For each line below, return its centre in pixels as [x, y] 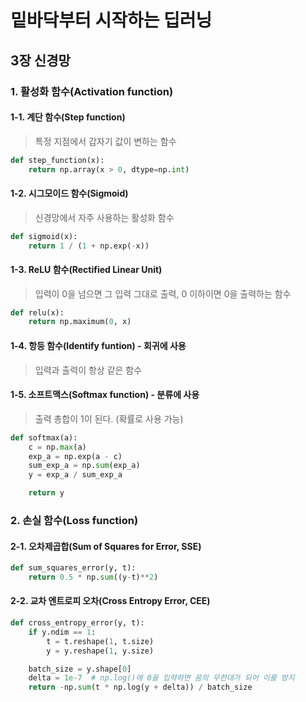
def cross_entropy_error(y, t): [77, 623]
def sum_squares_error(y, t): [73, 568]
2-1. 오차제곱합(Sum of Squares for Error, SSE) [106, 546]
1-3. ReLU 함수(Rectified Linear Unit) [86, 269]
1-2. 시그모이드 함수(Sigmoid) [69, 193]
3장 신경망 [40, 60]
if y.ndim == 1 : [62, 632]
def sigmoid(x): [44, 236]
